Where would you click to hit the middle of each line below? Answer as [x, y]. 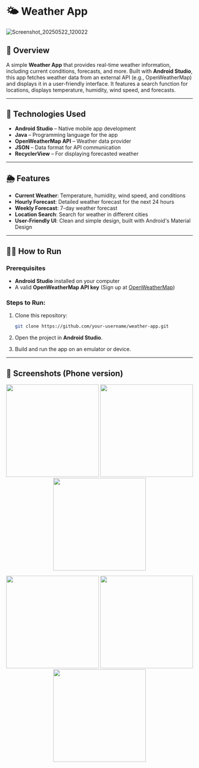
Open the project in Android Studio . [59, 338]
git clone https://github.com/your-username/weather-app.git [92, 326]
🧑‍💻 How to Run [34, 251]
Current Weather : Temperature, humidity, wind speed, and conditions [100, 195]
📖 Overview [28, 51]
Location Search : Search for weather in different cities [81, 214]
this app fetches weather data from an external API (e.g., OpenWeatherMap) [99, 77]
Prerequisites [26, 268]
